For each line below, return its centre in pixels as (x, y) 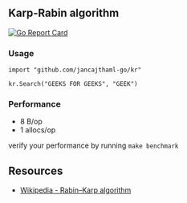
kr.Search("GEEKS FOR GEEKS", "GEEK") (73, 84)
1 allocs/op (38, 130)
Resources (36, 171)
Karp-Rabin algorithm (64, 13)
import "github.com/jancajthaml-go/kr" (75, 70)
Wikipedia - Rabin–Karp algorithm (75, 190)
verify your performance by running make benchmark (93, 146)
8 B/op (31, 122)
